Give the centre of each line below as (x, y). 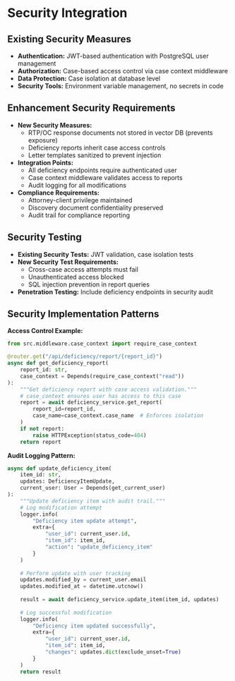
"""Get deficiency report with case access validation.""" (109, 390)
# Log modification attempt (61, 507)
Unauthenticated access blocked (76, 277)
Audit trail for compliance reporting (79, 215)
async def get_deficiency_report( (58, 363)
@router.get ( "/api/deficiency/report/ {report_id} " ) (85, 357)
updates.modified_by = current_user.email (83, 580)
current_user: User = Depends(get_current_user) (93, 488)
